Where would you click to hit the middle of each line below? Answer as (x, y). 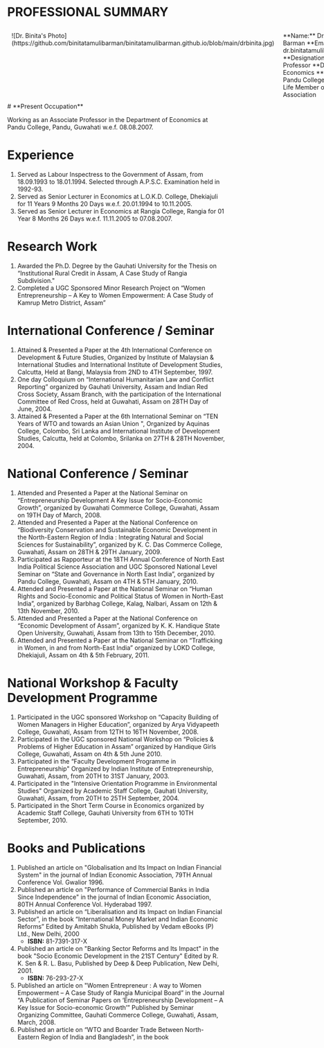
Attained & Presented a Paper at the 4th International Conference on (115, 350)
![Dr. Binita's (29, 35)
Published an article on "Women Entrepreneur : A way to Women (109, 985)
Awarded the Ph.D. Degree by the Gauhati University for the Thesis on (117, 266)
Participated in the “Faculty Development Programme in (97, 761)
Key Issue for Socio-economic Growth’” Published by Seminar (105, 1007)
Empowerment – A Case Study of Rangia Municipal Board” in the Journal (121, 993)
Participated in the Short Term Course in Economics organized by (110, 805)
